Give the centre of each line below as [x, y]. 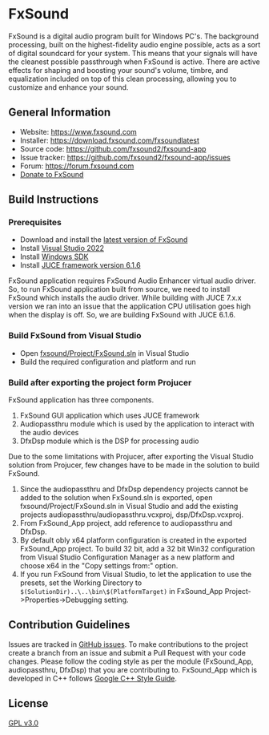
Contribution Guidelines [69, 625]
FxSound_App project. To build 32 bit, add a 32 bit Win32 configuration [137, 549]
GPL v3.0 [23, 723]
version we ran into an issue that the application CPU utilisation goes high [130, 306]
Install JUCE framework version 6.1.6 [80, 265]
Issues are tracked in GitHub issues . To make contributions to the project [128, 644]
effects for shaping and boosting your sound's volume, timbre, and [118, 70]
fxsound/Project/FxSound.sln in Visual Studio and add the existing [129, 507]
